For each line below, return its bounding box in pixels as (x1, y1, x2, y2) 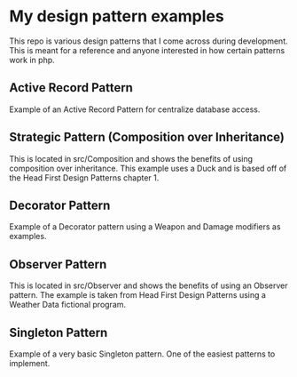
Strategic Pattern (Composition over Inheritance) (9, 130, 285, 145)
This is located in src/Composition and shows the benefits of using (9, 153, 254, 164)
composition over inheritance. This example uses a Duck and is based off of (9, 163, 287, 173)
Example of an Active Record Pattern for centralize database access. (9, 104, 261, 115)
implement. (9, 358, 51, 368)
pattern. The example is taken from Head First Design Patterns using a (9, 290, 266, 301)
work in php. (9, 54, 55, 65)
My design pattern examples (9, 6, 224, 27)
